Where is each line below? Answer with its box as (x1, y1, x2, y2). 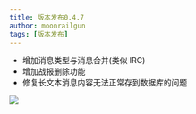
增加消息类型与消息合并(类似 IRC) (21, 55, 146, 66)
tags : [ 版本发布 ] (9, 29, 69, 38)
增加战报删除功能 (21, 66, 86, 77)
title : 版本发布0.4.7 (9, 12, 85, 22)
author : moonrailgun (9, 21, 87, 30)
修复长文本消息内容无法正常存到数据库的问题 (21, 77, 188, 88)
